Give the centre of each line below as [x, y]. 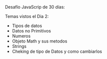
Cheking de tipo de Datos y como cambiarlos [57, 51]
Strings [19, 46]
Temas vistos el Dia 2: [27, 16]
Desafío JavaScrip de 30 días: [35, 7]
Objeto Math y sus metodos [40, 41]
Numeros [21, 36]
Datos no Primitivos [31, 31]
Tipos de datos [27, 26]
